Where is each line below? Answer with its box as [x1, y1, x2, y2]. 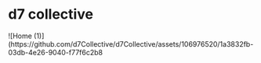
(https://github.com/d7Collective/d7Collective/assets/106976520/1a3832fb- [8, 39, 254, 48]
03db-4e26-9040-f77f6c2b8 [8, 47, 103, 57]
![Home [8, 31, 33, 40]
